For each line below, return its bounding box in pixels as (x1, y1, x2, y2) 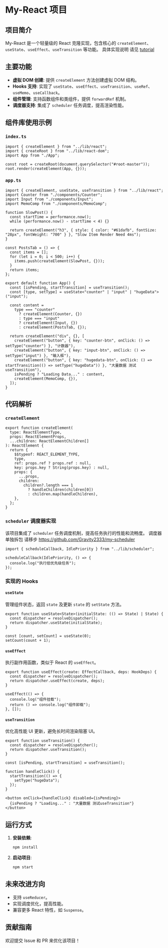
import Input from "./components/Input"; (5, 197, 94, 202)
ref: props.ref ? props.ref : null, (14, 461, 92, 466)
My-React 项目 (5, 4, 67, 16)
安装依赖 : (12, 835, 32, 841)
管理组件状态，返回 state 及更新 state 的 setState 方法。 (5, 601, 125, 607)
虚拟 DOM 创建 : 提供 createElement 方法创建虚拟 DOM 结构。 (12, 77, 140, 83)
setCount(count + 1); (5, 638, 51, 643)
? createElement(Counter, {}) (18, 311, 82, 316)
